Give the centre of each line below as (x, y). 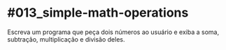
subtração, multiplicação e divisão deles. (66, 39)
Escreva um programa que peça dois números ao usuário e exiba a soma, (113, 32)
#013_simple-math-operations (98, 13)
